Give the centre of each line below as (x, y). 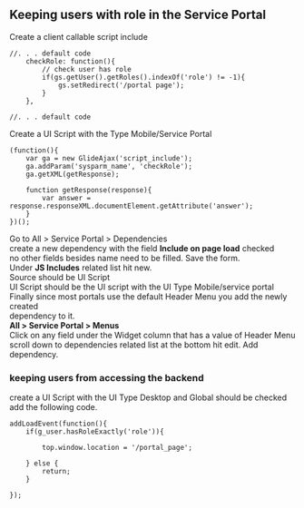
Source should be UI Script (60, 277)
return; (56, 472)
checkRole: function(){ (71, 61)
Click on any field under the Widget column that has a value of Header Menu (152, 335)
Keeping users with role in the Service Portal (137, 15)
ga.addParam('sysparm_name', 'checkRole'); (109, 166)
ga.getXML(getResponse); (73, 174)
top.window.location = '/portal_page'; (118, 448)
